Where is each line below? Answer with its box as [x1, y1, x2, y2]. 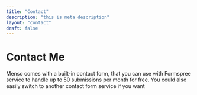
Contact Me [6, 51, 65, 64]
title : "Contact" [6, 8, 49, 15]
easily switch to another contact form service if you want [6, 83, 145, 90]
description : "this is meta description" [6, 14, 110, 20]
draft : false [6, 25, 38, 31]
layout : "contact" [6, 19, 51, 25]
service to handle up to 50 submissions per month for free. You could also [6, 76, 187, 83]
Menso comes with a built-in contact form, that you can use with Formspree [6, 70, 191, 77]
